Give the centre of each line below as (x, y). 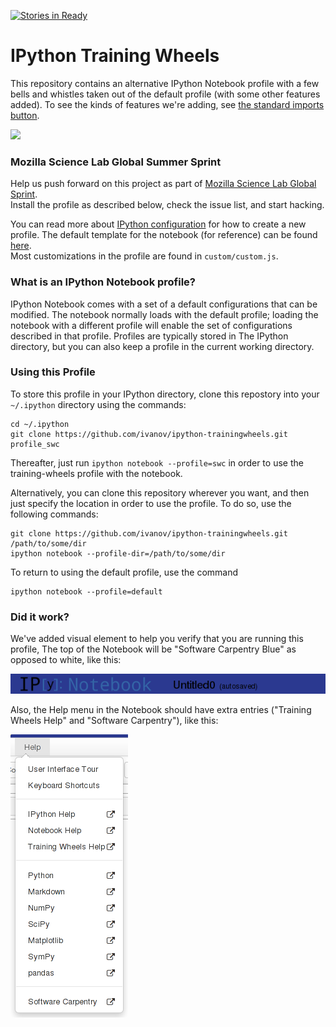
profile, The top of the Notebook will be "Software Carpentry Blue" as (153, 649)
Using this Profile (53, 372)
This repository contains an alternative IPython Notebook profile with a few (165, 83)
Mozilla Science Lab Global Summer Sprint (116, 162)
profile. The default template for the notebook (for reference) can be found (164, 235)
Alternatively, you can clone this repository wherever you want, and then (160, 492)
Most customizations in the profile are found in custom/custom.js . (144, 256)
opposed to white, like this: (66, 660)
